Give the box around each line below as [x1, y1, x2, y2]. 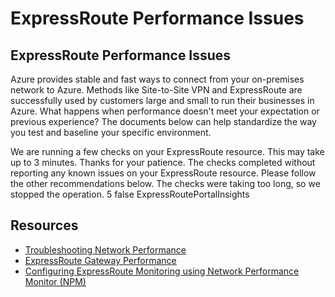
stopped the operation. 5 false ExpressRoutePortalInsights [10, 188, 250, 200]
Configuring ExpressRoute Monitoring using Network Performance [24, 265, 300, 277]
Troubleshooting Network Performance [24, 243, 187, 256]
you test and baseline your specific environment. [10, 127, 212, 138]
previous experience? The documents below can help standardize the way [10, 116, 317, 127]
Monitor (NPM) [24, 275, 87, 287]
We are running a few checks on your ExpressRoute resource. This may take [10, 146, 325, 157]
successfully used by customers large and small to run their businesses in [10, 95, 315, 106]
